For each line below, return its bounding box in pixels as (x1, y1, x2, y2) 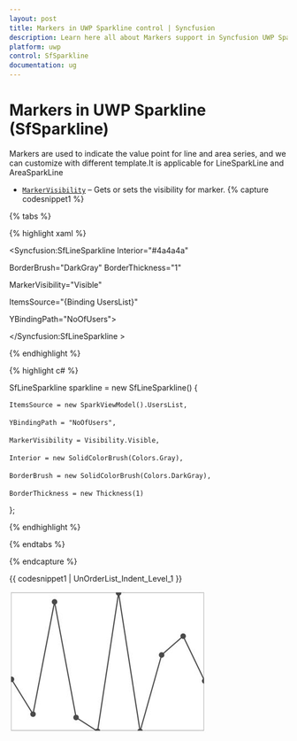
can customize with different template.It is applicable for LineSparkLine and (9, 158, 285, 168)
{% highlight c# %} (9, 365, 79, 375)
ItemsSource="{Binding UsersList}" (9, 297, 139, 307)
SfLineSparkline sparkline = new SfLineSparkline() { (9, 382, 198, 393)
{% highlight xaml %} (9, 228, 87, 238)
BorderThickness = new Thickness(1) (9, 489, 144, 498)
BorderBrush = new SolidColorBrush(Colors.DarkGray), (9, 471, 212, 480)
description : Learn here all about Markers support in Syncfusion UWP (9, 33, 275, 42)
